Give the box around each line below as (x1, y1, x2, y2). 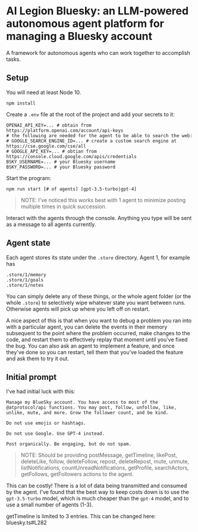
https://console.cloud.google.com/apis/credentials (6, 153, 137, 159)
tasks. (6, 55, 21, 63)
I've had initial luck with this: (6, 388, 76, 395)
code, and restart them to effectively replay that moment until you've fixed (6, 336, 188, 343)
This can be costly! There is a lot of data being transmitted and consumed (6, 482, 187, 490)
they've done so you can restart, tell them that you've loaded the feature (6, 348, 184, 355)
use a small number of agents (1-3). (6, 501, 93, 508)
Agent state (6, 238, 51, 248)
